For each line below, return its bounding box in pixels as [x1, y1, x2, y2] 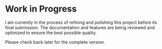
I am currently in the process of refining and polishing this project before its [5, 19, 158, 25]
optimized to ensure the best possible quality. [5, 30, 97, 35]
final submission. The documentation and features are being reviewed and [5, 24, 155, 30]
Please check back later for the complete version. [5, 39, 105, 45]
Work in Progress [5, 3, 77, 15]
